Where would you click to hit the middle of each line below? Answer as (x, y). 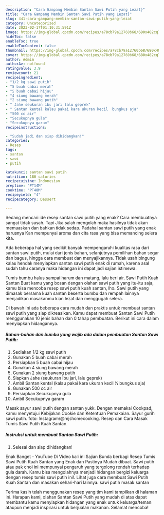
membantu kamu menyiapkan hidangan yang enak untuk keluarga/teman (79, 502)
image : (12, 32)
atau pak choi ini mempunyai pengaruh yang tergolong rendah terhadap (78, 467)
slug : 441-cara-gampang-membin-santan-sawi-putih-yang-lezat (69, 19)
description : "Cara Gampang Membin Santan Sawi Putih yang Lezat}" (75, 10)
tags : (11, 150)
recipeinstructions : (27, 127)
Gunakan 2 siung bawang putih (44, 373)
